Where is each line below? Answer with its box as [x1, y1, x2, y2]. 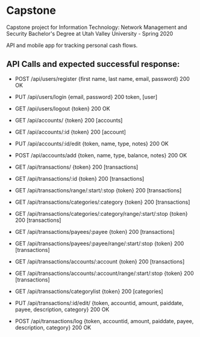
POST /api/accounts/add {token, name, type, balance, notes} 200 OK [14, 151, 187, 159]
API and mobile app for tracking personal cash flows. [6, 42, 138, 49]
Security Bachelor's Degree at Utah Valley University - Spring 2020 [6, 30, 173, 37]
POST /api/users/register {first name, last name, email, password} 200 [14, 75, 190, 82]
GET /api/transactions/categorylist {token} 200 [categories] [14, 288, 164, 295]
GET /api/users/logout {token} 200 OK [14, 105, 110, 112]
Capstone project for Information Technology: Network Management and [6, 24, 187, 31]
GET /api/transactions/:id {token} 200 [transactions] [14, 175, 145, 182]
